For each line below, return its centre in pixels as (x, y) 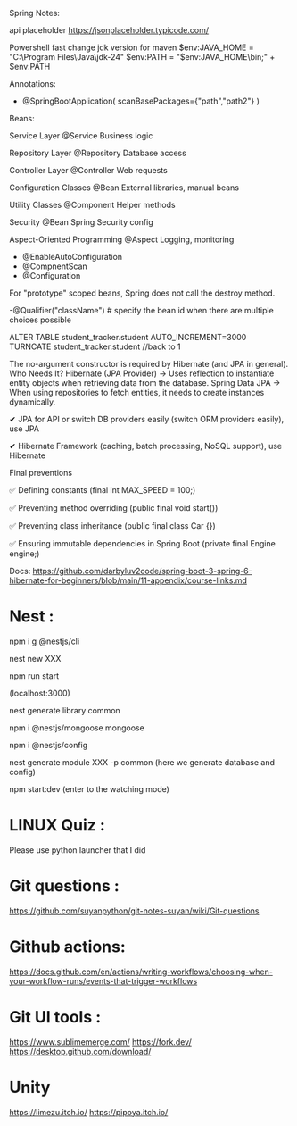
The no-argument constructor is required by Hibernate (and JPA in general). (149, 364)
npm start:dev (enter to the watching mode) (89, 788)
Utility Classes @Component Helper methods (92, 205)
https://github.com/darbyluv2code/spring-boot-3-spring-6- (142, 571)
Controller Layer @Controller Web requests (88, 170)
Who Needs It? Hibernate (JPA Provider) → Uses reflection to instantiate (142, 373)
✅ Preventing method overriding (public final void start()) (114, 508)
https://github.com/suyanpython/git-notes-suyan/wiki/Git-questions (134, 911)
